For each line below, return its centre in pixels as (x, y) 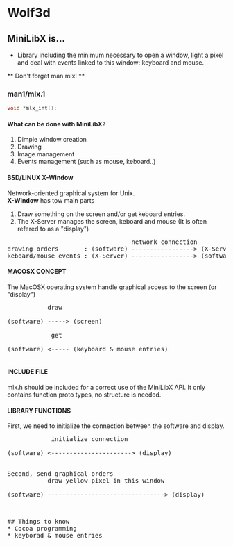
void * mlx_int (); (32, 108)
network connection (164, 242)
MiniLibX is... (36, 39)
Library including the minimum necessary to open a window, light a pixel (120, 55)
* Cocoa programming (42, 529)
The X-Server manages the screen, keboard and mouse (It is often (112, 221)
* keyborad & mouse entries (55, 536)
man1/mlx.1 (26, 94)
